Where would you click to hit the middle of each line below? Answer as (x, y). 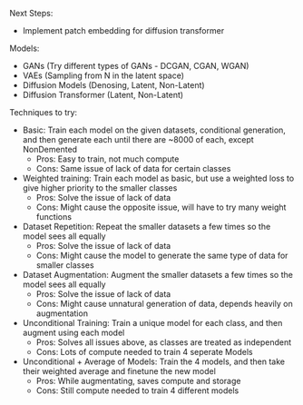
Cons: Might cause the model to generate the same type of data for (162, 255)
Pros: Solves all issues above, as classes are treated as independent (164, 342)
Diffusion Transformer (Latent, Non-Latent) (103, 95)
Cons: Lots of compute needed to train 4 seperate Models (144, 352)
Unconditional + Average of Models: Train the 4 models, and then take (154, 361)
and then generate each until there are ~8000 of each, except (138, 139)
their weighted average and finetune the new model (119, 371)
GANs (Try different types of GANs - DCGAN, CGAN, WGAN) (136, 66)
